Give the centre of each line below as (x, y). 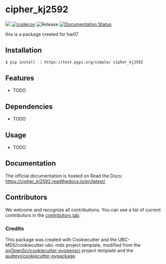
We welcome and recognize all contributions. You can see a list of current (83, 210)
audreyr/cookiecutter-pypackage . (41, 256)
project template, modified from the (103, 245)
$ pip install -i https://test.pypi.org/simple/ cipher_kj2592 (74, 62)
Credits (15, 228)
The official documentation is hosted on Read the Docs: (64, 176)
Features (20, 78)
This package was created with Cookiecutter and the (61, 239)
